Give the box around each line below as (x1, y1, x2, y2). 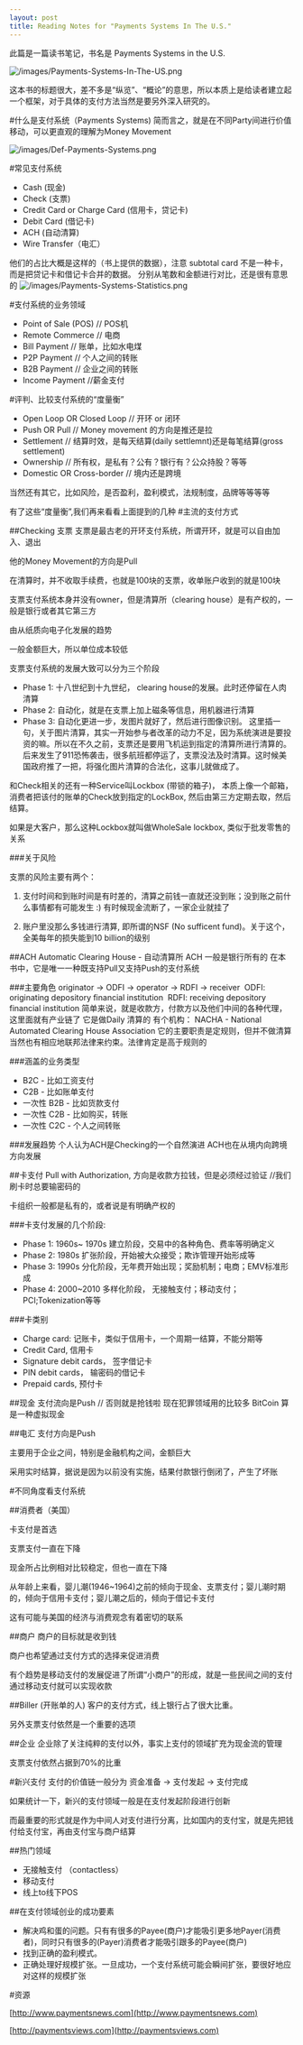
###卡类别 (9, 1313, 49, 1324)
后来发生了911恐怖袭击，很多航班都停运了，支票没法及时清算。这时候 (22, 750, 280, 760)
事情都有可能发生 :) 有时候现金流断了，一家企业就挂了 (30, 901, 230, 912)
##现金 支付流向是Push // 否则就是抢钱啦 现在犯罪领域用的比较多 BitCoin (9, 1397, 280, 1408)
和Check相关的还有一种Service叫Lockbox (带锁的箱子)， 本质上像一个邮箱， (9, 779, 293, 790)
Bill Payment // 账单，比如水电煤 (22, 340, 142, 352)
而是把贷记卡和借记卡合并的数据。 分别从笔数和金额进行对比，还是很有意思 (9, 268, 289, 280)
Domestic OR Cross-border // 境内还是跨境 (22, 467, 182, 478)
